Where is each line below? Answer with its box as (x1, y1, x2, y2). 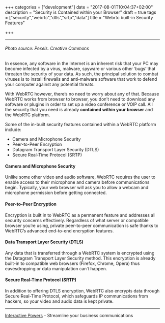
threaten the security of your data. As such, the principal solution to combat (5, 71, 159, 77)
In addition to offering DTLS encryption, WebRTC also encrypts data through (5, 288, 160, 294)
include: (5, 127, 22, 132)
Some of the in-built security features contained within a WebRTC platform (5, 122, 156, 128)
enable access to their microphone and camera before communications (5, 179, 150, 185)
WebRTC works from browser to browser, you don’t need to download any (5, 96, 156, 102)
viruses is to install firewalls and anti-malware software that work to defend (5, 76, 157, 82)
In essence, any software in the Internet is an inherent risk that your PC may (5, 61, 159, 66)
